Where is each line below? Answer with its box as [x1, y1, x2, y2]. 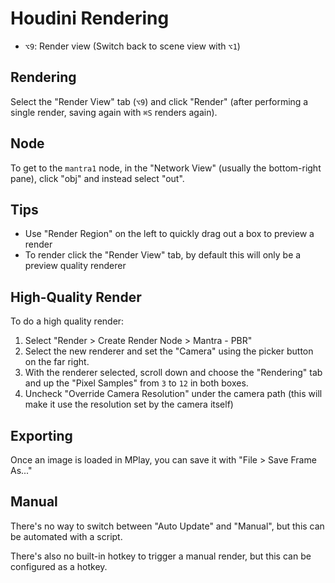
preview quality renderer [24, 260, 127, 272]
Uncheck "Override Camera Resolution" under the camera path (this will [24, 388, 323, 400]
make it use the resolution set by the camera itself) [24, 398, 234, 411]
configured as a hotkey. [10, 560, 108, 572]
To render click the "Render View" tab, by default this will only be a [24, 249, 302, 261]
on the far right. [24, 356, 90, 368]
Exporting [10, 427, 73, 444]
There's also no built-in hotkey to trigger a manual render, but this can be [10, 550, 312, 562]
